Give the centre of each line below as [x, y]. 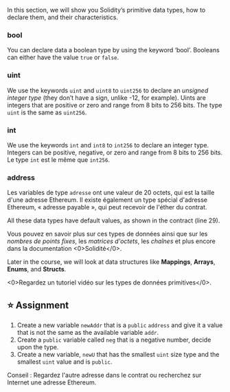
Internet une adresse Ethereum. [52, 382]
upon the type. [38, 347]
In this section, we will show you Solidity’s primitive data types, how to [106, 10]
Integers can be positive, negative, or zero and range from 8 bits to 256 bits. [115, 152]
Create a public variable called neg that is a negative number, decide [114, 340]
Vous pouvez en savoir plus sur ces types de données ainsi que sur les [107, 234]
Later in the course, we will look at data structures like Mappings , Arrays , [111, 262]
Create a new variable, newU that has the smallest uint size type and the [118, 354]
